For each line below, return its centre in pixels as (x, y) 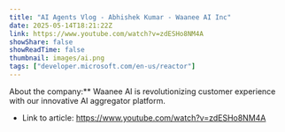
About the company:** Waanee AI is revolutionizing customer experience (142, 91)
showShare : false (41, 42)
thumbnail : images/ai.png (57, 58)
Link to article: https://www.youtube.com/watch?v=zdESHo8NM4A (144, 117)
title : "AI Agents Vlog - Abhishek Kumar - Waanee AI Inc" (120, 17)
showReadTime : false (47, 50)
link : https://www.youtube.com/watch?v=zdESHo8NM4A (106, 33)
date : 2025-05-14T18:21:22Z (61, 26)
